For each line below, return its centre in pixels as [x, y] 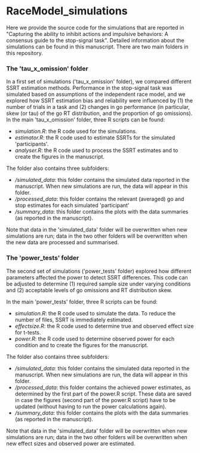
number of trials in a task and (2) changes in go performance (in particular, [98, 107]
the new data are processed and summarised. [63, 242]
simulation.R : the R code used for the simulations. [76, 131]
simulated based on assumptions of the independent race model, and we [96, 95]
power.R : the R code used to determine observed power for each [95, 339]
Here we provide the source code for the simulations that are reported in [95, 28]
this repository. [25, 53]
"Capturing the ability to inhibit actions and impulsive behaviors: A [87, 34]
